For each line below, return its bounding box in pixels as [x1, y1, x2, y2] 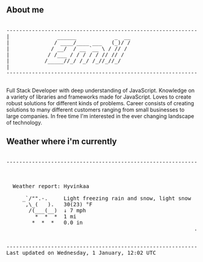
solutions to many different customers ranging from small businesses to [6, 106, 185, 113]
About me [6, 5, 44, 15]
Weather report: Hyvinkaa [12, 183, 89, 189]
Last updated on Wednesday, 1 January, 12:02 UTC [6, 249, 156, 256]
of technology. [6, 119, 42, 126]
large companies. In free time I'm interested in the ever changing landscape [6, 112, 195, 120]
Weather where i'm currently [6, 136, 117, 147]
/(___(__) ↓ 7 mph [28, 207, 86, 214]
